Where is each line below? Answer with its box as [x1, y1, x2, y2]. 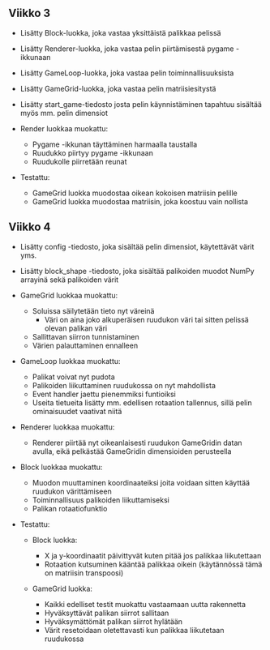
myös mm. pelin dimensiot [19, 108, 108, 118]
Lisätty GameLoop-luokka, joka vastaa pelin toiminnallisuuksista [19, 68, 234, 78]
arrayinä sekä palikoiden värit [19, 275, 119, 284]
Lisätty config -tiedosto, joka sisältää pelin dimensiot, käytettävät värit [19, 242, 255, 251]
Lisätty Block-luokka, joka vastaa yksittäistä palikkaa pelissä [19, 28, 221, 37]
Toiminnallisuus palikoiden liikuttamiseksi [32, 494, 170, 505]
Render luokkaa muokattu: [19, 123, 109, 133]
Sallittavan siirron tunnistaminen [32, 331, 139, 341]
